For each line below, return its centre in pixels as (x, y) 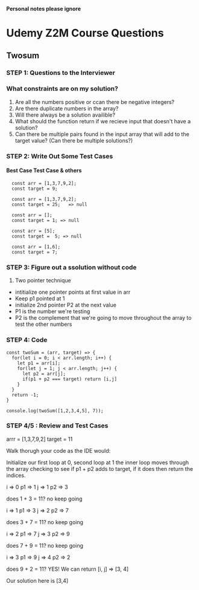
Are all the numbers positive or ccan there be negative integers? (95, 102)
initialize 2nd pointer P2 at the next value (65, 305)
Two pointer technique (43, 280)
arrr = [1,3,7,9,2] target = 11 (39, 439)
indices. (16, 475)
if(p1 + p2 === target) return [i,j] (70, 379)
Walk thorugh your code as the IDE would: (58, 450)
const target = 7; (35, 252)
